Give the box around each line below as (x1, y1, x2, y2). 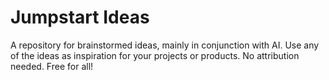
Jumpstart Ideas (10, 6, 150, 29)
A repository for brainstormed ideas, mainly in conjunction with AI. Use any (10, 39, 320, 51)
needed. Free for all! (10, 60, 94, 72)
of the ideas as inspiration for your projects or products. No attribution (10, 49, 300, 61)
